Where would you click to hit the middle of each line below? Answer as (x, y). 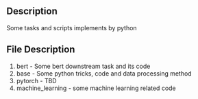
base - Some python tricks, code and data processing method (104, 73)
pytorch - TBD (36, 80)
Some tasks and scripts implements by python (72, 27)
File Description (41, 50)
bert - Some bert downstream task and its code (83, 66)
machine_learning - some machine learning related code (96, 88)
